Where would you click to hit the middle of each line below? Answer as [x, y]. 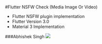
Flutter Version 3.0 [31, 22]
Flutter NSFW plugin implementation [48, 16]
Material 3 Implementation [38, 27]
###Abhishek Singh [25, 37]
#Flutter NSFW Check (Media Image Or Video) [51, 7]
